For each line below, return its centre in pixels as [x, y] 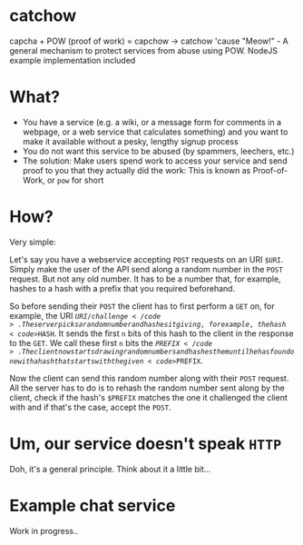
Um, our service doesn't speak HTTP [146, 444]
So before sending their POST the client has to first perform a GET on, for [142, 306]
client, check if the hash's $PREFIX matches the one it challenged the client [149, 397]
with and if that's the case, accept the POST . [90, 407]
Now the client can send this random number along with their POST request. [149, 378]
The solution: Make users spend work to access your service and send [155, 161]
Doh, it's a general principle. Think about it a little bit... [110, 469]
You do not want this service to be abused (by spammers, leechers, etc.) [158, 151]
